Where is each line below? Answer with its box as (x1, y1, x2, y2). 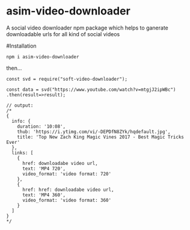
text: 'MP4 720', (22, 166, 66, 172)
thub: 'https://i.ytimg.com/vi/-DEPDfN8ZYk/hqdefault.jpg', (17, 128, 171, 135)
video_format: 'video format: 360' (22, 197, 112, 203)
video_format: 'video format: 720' (22, 170, 112, 177)
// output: (6, 102, 34, 108)
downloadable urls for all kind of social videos (6, 30, 120, 37)
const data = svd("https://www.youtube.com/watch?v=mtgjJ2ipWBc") (6, 86, 176, 93)
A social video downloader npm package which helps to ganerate (6, 24, 168, 31)
